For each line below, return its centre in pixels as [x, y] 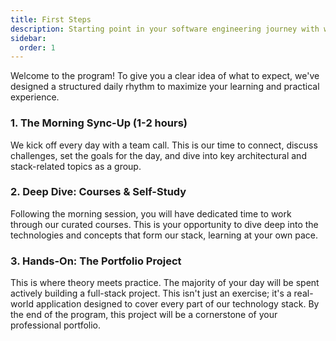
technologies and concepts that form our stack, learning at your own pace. [164, 235]
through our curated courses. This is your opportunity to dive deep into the [164, 224]
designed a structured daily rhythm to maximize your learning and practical [165, 87]
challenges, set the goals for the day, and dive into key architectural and [158, 155]
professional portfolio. [56, 325]
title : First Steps [51, 19]
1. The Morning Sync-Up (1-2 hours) [99, 123]
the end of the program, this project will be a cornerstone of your [144, 315]
